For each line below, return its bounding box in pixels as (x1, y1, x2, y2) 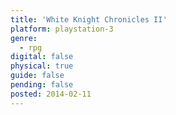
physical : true (10, 61, 74, 71)
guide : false (10, 71, 65, 81)
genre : (10, 33, 38, 43)
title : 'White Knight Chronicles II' (10, 14, 168, 25)
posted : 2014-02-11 (10, 89, 92, 99)
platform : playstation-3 (10, 24, 114, 34)
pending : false (10, 80, 74, 90)
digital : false (10, 52, 74, 62)
